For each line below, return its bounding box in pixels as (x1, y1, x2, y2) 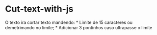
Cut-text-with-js (5, 3, 74, 15)
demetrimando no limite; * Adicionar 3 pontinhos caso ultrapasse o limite (5, 24, 153, 30)
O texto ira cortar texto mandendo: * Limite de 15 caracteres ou (5, 19, 133, 25)
